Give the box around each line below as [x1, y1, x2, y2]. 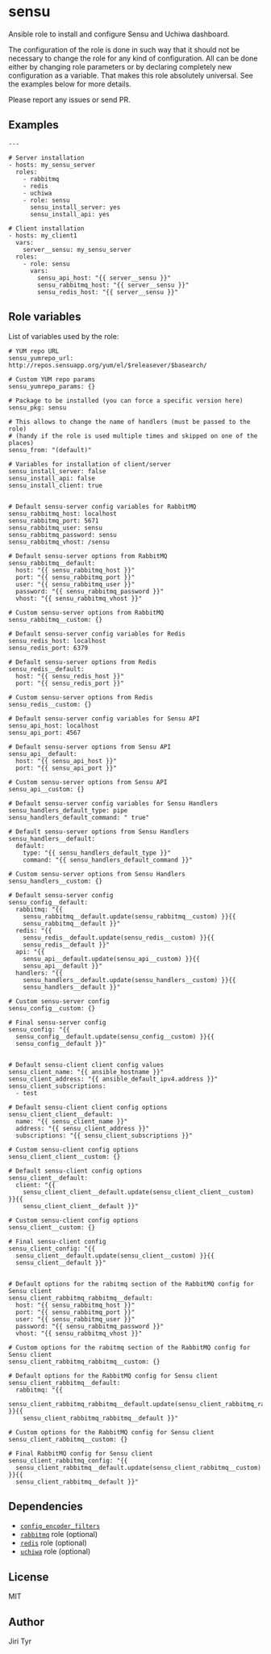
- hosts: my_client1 [8, 231, 78, 240]
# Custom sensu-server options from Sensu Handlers [8, 870, 186, 878]
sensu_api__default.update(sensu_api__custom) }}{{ [23, 955, 200, 963]
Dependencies [8, 1499, 83, 1513]
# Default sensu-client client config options [8, 1103, 168, 1111]
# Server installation [8, 153, 85, 162]
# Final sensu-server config [8, 1018, 106, 1026]
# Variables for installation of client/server [8, 460, 172, 468]
